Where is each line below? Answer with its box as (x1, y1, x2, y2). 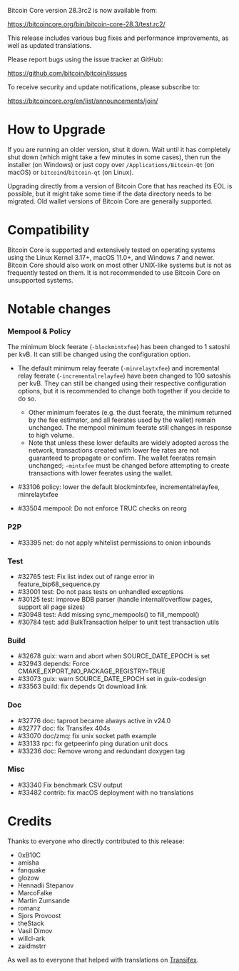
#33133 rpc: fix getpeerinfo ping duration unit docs (17, 739, 168, 748)
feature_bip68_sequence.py (17, 580, 101, 588)
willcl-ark (17, 934, 46, 942)
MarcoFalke (17, 888, 53, 897)
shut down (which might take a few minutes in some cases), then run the (7, 153, 221, 161)
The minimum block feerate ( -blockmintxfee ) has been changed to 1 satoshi (7, 343, 230, 351)
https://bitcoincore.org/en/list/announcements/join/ (7, 96, 158, 105)
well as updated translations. (7, 41, 92, 49)
